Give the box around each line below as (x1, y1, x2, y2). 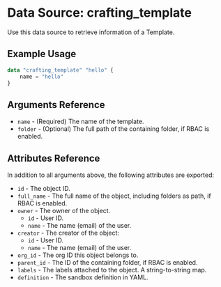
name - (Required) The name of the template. (17, 117, 144, 126)
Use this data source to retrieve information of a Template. (7, 28, 175, 36)
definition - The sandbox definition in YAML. (17, 273, 148, 281)
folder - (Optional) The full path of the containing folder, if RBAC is (17, 125, 210, 133)
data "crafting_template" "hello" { (7, 66, 114, 74)
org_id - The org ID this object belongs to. (17, 251, 139, 259)
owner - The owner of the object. (17, 207, 111, 215)
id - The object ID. (17, 185, 71, 192)
